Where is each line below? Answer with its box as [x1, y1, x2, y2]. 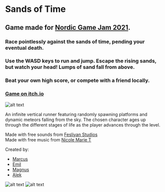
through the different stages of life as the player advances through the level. [5, 122, 161, 128]
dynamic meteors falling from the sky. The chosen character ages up [5, 117, 146, 123]
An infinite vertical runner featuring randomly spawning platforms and [5, 111, 148, 117]
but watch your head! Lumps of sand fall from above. [5, 64, 135, 70]
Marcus [12, 156, 28, 162]
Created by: [5, 146, 29, 152]
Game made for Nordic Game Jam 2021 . [5, 23, 131, 32]
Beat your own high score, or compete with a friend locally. [5, 77, 150, 84]
